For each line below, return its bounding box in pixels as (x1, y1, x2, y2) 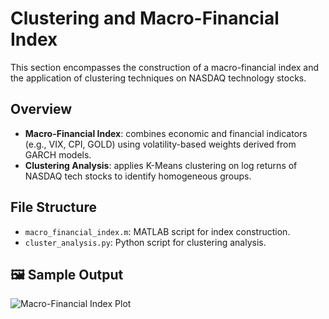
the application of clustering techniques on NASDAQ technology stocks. (10, 72, 307, 84)
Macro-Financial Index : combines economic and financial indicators (24, 127, 308, 139)
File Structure (10, 199, 97, 216)
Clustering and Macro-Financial (10, 7, 280, 30)
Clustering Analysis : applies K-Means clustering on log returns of (24, 159, 298, 171)
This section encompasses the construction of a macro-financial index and (10, 61, 320, 73)
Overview (10, 101, 73, 118)
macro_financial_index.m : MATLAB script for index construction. (24, 225, 291, 237)
